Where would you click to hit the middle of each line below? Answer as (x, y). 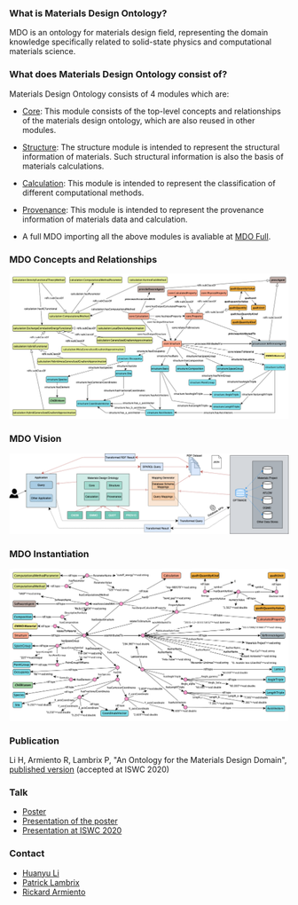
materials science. (43, 51)
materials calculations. (63, 166)
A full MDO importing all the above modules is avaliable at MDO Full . (146, 236)
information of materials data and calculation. (105, 219)
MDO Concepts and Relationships (83, 259)
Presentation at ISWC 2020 (72, 830)
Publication (34, 741)
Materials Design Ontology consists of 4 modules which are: (119, 94)
